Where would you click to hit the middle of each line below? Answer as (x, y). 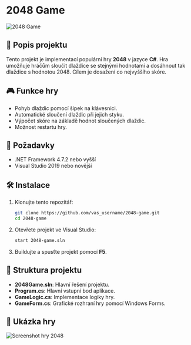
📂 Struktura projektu (44, 271)
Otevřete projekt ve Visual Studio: (55, 230)
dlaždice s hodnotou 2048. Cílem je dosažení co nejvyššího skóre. (86, 72)
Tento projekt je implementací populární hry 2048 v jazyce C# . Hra (87, 59)
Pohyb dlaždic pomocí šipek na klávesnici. (66, 108)
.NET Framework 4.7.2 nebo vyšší (55, 160)
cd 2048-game (31, 218)
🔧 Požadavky (30, 145)
